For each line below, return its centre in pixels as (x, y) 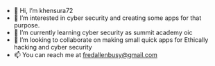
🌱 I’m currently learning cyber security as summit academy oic (103, 32)
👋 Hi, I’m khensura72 (43, 11)
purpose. (27, 25)
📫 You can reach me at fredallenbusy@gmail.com (86, 55)
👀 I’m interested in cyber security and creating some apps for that (108, 18)
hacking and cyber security (53, 47)
